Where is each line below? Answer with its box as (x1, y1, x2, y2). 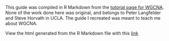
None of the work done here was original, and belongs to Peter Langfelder (5, 10, 161, 16)
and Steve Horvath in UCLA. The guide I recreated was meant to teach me (5, 15, 161, 21)
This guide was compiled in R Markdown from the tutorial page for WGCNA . (5, 5, 164, 10)
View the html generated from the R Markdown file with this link (5, 30, 138, 36)
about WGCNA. (5, 20, 38, 26)
